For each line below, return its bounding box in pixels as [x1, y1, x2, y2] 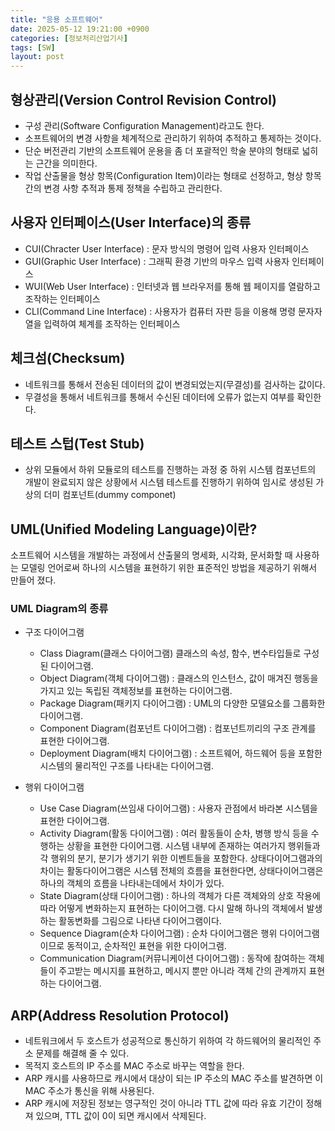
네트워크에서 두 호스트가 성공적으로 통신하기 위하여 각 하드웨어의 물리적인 [24, 1035, 312, 1047]
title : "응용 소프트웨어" [10, 14, 104, 25]
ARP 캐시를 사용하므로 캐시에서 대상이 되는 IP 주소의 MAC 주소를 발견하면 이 [24, 1072, 324, 1085]
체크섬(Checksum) [10, 350, 126, 367]
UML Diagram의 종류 [10, 602, 109, 616]
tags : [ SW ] [10, 42, 56, 53]
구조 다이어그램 [24, 626, 85, 638]
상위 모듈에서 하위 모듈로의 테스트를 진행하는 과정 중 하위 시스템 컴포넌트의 [24, 464, 317, 476]
